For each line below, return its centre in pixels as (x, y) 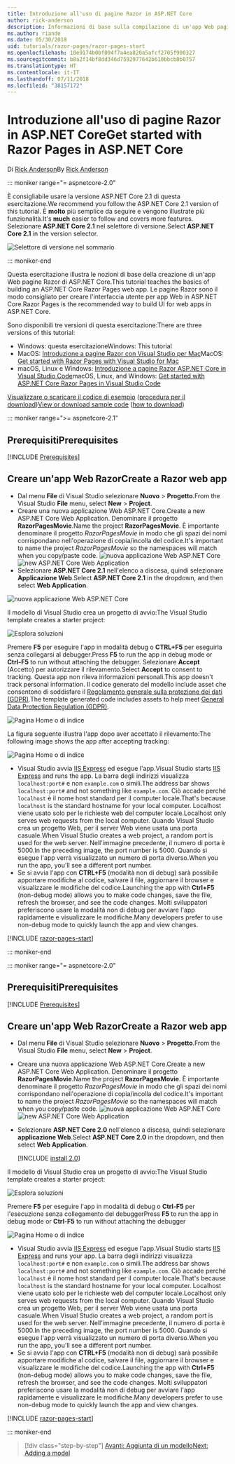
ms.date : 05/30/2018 (37, 40)
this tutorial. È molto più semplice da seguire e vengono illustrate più (106, 212)
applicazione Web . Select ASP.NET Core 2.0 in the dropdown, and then (121, 1137)
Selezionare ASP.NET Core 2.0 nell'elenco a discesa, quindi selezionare (121, 1130)
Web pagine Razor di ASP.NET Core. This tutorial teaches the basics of (108, 282)
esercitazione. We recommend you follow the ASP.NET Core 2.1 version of (113, 204)
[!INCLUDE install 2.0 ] (49, 1158)
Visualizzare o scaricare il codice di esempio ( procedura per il (96, 397)
